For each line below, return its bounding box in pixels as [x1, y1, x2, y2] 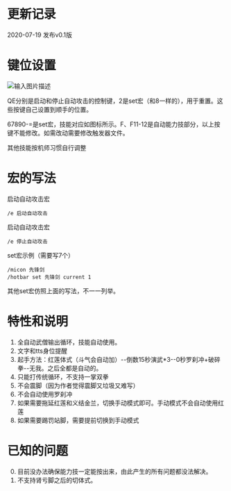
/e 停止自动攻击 [7, 238, 48, 245]
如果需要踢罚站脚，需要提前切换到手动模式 [17, 416, 139, 424]
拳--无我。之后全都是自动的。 [17, 364, 103, 372]
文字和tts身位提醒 [17, 347, 68, 355]
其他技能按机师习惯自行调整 [7, 143, 87, 151]
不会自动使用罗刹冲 [17, 390, 73, 398]
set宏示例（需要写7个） [7, 251, 75, 259]
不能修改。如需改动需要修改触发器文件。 [12, 128, 129, 137]
